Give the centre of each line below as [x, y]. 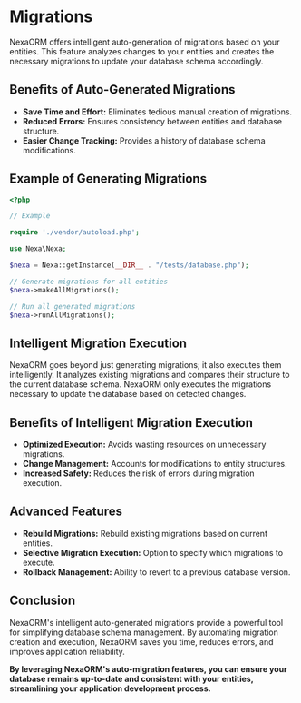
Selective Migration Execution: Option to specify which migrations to [153, 552]
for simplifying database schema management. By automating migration [144, 632]
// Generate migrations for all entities [89, 282]
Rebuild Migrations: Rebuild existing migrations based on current [145, 533]
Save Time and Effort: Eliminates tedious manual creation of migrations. [157, 112]
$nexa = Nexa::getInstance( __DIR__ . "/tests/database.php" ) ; [129, 265]
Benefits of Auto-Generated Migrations [122, 89]
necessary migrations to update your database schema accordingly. [136, 61]
